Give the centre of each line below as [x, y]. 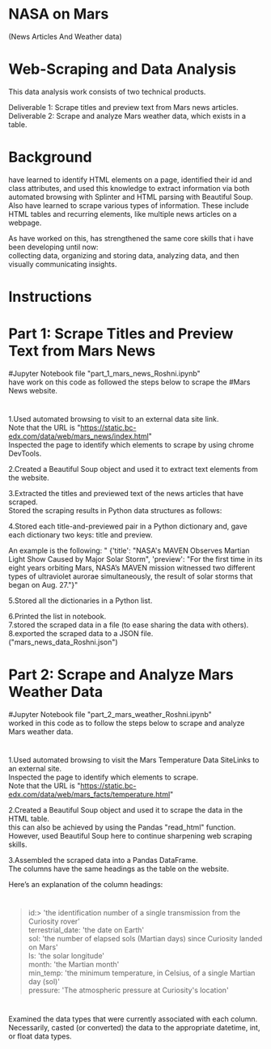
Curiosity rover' [54, 922]
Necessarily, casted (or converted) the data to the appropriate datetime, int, [134, 1027]
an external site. [35, 769]
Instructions [50, 297]
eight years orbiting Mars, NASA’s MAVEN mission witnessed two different [132, 568]
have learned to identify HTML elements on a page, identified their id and [130, 180]
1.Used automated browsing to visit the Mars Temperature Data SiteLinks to [134, 760]
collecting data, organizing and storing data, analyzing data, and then [124, 255]
